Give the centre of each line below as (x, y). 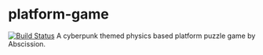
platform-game (58, 14)
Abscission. (27, 43)
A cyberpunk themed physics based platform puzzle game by (156, 36)
